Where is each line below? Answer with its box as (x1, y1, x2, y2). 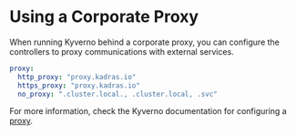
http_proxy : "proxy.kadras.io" (17, 72, 137, 81)
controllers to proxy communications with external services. (9, 46, 234, 57)
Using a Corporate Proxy (9, 6, 199, 27)
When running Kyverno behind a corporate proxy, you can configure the (9, 36, 281, 47)
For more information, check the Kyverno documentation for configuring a (9, 106, 287, 117)
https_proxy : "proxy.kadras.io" (17, 80, 141, 90)
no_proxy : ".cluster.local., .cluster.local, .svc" (17, 89, 219, 99)
